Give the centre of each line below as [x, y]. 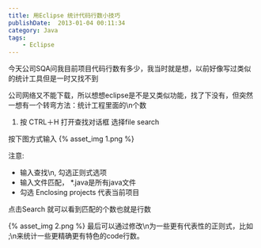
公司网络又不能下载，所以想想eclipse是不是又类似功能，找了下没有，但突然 [131, 95]
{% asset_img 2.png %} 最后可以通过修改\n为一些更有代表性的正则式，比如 [130, 226]
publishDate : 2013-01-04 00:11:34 [67, 23]
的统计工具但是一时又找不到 [53, 78]
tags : [17, 38]
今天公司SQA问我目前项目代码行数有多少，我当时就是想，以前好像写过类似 [130, 69]
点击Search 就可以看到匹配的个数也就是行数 [80, 209]
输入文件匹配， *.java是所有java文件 [78, 182]
